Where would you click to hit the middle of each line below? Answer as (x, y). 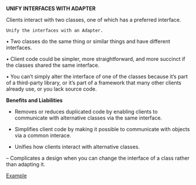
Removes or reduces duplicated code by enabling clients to (86, 112)
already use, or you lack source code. (51, 89)
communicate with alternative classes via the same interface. (88, 118)
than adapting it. (26, 164)
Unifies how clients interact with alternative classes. (77, 147)
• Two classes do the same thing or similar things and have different (88, 41)
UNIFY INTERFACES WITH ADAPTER (51, 8)
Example (17, 176)
